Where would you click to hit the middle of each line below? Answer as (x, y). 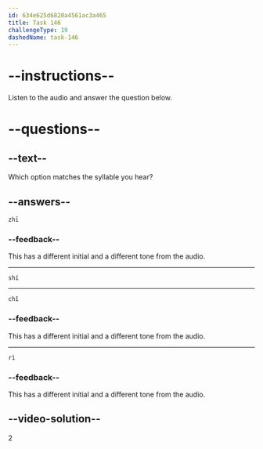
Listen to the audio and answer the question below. (90, 98)
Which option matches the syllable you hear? (81, 177)
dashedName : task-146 (43, 37)
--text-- (27, 158)
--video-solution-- (54, 419)
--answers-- (39, 202)
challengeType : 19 (38, 30)
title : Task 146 (34, 23)
